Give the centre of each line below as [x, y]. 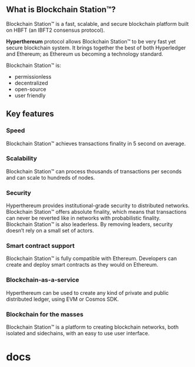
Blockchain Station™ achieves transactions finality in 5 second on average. [96, 143]
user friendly [30, 95]
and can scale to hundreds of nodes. [51, 177]
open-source [30, 89]
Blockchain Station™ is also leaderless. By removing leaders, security [90, 224]
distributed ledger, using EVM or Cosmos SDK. [63, 299]
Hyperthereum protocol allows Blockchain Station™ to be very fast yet [91, 41]
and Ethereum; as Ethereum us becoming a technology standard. [85, 54]
